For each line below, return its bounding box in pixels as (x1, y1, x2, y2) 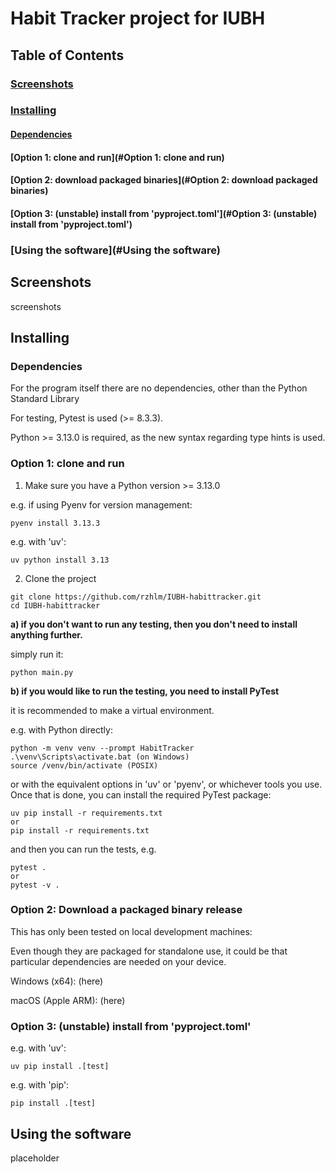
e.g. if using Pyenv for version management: (10, 498, 193, 511)
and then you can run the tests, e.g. (10, 843, 157, 855)
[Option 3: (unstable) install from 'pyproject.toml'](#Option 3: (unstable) (10, 207, 318, 219)
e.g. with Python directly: (10, 723, 113, 736)
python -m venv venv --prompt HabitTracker (10, 743, 195, 753)
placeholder (10, 1152, 60, 1164)
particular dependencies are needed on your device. (10, 955, 227, 967)
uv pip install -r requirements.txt (10, 808, 163, 818)
